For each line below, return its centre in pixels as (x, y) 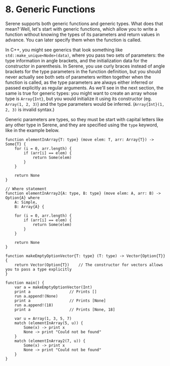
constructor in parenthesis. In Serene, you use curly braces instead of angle (85, 66)
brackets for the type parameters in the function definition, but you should (83, 71)
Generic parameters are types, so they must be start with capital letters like (84, 119)
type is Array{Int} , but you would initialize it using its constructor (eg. (79, 99)
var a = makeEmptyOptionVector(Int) (54, 287)
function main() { (25, 283)
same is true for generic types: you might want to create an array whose (81, 93)
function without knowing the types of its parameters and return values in (82, 34)
